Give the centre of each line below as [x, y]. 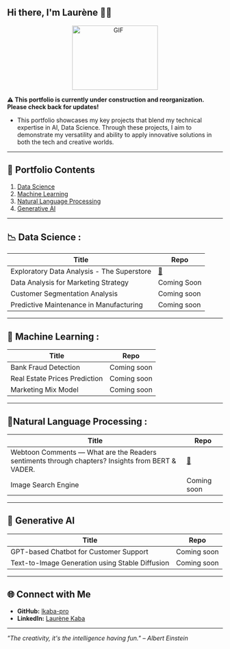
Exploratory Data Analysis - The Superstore [81, 272]
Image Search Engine [45, 485]
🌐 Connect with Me [49, 594]
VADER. [23, 469]
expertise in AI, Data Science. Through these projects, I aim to [104, 127]
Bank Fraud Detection [46, 368]
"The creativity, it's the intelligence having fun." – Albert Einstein [98, 638]
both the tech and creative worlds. [65, 142]
